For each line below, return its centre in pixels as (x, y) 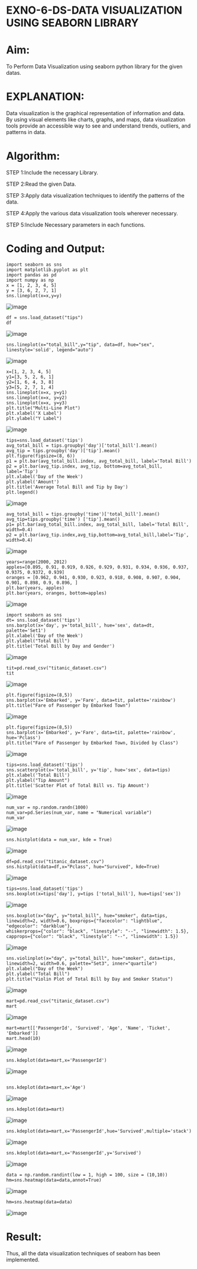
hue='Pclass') (24, 737)
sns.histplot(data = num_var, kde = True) (59, 839)
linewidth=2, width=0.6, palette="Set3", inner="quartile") (82, 963)
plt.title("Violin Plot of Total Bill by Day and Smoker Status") (90, 979)
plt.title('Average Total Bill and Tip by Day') (67, 487)
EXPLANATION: (45, 97)
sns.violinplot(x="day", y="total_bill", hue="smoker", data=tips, (91, 958)
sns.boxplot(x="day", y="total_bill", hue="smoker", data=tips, (87, 915)
